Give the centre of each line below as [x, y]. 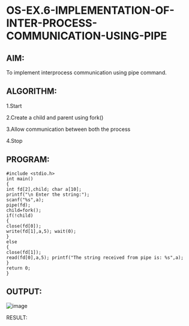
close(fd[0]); [24, 226]
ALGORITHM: [31, 92]
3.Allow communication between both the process [68, 129]
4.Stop [14, 140]
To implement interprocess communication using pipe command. [86, 72]
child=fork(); [24, 210]
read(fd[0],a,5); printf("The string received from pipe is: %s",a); [95, 258]
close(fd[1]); [24, 252]
